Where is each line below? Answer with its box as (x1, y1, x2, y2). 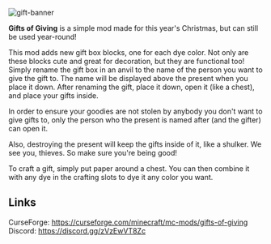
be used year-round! (8, 32, 77, 41)
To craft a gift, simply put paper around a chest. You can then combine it (8, 164, 250, 173)
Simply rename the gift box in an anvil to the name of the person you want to (8, 65, 263, 75)
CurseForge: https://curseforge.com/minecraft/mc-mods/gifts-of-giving (8, 217, 248, 227)
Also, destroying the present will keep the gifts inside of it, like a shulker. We (8, 139, 262, 149)
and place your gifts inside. (8, 91, 99, 101)
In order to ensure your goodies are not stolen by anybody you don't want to (8, 106, 263, 116)
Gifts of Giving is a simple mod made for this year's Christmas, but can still (8, 24, 259, 32)
